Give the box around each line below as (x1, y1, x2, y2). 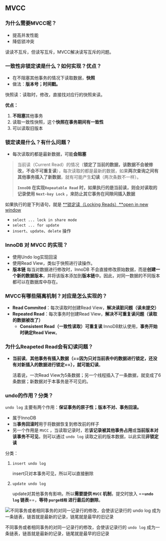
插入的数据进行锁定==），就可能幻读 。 (25, 362, 103, 368)
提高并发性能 (12, 32, 39, 38)
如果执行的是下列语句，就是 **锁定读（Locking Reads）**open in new (5, 202, 149, 208)
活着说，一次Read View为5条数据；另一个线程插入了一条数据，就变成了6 (12, 372, 161, 378)
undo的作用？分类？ (5, 392, 54, 399)
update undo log (12, 481, 46, 487)
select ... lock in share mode (12, 217, 77, 223)
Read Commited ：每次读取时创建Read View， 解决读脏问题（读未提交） (12, 305, 159, 311)
